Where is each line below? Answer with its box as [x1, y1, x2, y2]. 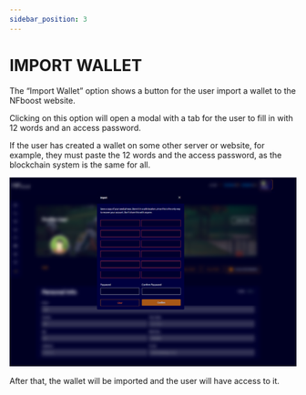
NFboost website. [9, 95, 76, 106]
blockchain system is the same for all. [9, 159, 151, 170]
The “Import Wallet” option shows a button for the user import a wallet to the [9, 85, 296, 96]
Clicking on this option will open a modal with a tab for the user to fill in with [9, 112, 293, 123]
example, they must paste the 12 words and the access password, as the [9, 149, 282, 160]
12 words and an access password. [9, 122, 141, 133]
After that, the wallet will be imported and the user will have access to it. [9, 375, 280, 386]
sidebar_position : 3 [9, 15, 88, 24]
